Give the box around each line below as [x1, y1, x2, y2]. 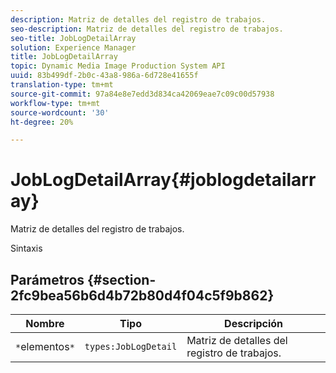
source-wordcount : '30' [10, 107, 110, 118]
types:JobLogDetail [84, 341, 178, 352]
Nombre [25, 317, 65, 330]
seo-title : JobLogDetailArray [10, 33, 137, 43]
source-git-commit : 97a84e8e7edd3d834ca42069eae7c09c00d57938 [10, 89, 275, 99]
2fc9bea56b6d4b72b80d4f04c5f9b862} [10, 287, 275, 304]
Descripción [224, 317, 284, 330]
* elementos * [15, 340, 75, 353]
